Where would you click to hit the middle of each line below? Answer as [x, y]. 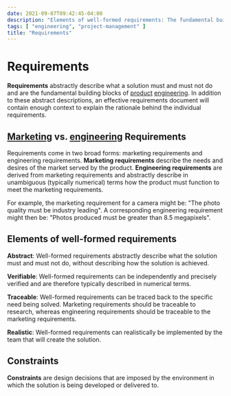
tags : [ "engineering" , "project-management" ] [77, 26]
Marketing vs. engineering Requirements [97, 136]
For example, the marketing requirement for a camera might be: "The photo [114, 203]
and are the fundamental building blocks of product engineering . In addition [114, 93]
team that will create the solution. [54, 339]
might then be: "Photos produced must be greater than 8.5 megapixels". [109, 218]
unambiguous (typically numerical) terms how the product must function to [113, 182]
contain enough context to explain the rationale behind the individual [104, 108]
